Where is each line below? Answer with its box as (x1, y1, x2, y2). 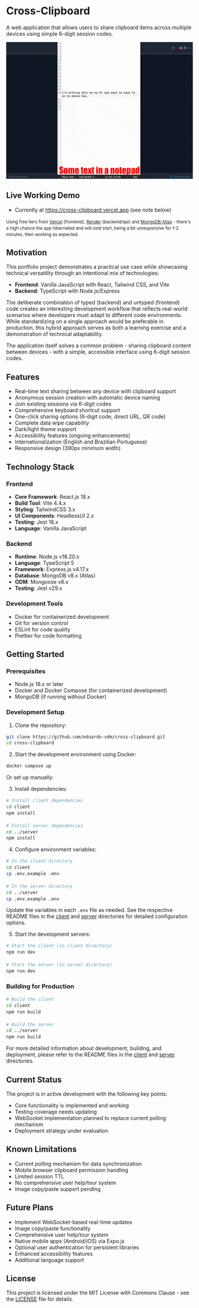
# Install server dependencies (6, 822, 84, 829)
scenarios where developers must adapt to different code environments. (6, 312, 182, 319)
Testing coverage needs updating (14, 1108, 97, 1115)
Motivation (6, 248, 47, 258)
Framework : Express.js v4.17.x (14, 566, 89, 573)
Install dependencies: (14, 785, 68, 793)
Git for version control (14, 620, 69, 627)
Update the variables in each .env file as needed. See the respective (6, 907, 173, 914)
